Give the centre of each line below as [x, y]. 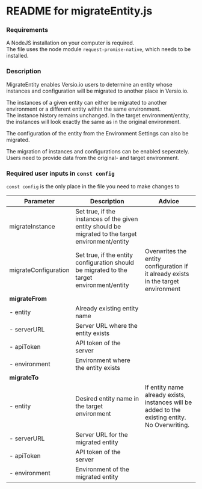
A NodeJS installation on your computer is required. [70, 43]
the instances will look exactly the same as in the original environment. [94, 121]
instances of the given [107, 219]
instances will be [168, 402]
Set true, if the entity [104, 255]
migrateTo [24, 378]
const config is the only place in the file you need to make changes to [93, 186]
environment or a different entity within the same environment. [84, 109]
